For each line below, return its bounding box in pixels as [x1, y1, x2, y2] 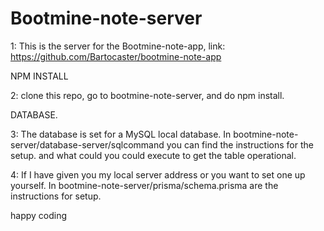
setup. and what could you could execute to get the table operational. [10, 149, 297, 161]
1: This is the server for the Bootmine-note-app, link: [10, 40, 226, 52]
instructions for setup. [10, 190, 102, 202]
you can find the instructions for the [166, 138, 314, 151]
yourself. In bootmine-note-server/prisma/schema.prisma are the [10, 179, 279, 191]
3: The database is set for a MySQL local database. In [10, 128, 232, 140]
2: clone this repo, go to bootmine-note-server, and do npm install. [10, 89, 285, 101]
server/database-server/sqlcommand [10, 138, 165, 151]
